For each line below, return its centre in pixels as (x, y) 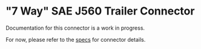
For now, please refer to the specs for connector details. (76, 39)
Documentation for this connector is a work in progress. (75, 28)
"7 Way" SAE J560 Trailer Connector (100, 11)
